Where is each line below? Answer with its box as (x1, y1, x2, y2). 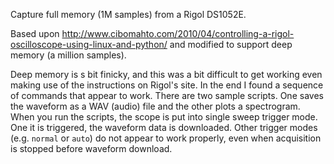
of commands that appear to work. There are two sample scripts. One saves (10, 90, 324, 101)
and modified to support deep (169, 39, 293, 50)
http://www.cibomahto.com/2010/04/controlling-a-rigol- (61, 28, 295, 39)
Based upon (10, 28, 60, 39)
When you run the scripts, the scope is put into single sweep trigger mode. (10, 111, 318, 123)
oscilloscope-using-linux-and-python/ (10, 39, 168, 50)
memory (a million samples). (10, 49, 127, 61)
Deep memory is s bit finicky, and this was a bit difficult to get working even (10, 69, 323, 80)
